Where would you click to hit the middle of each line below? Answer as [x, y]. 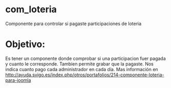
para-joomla [18, 80]
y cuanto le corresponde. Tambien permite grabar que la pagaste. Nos [79, 64]
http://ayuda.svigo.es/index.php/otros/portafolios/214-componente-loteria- [85, 75]
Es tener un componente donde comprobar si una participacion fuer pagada [86, 58]
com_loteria [31, 9]
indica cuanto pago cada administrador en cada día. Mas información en [82, 69]
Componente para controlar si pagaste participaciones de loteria [73, 24]
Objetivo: [25, 44]
